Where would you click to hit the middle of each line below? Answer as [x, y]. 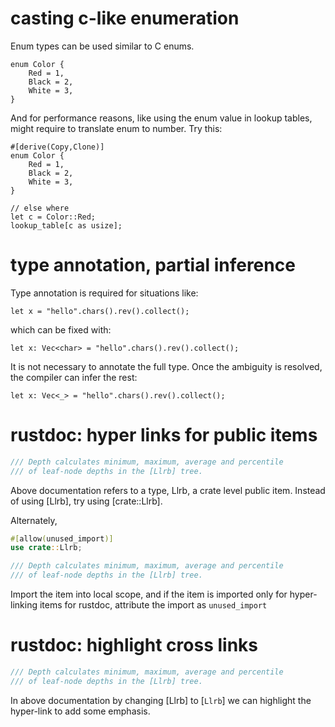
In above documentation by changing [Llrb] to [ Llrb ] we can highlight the [161, 700]
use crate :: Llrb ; [46, 548]
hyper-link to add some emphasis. [80, 711]
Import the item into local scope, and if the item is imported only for [149, 594]
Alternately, [34, 520]
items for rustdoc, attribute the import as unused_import [153, 605]
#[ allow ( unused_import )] [62, 538]
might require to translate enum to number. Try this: [116, 128]
